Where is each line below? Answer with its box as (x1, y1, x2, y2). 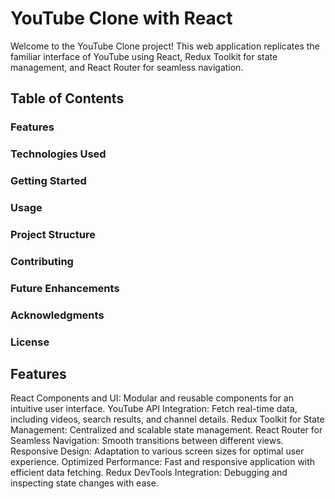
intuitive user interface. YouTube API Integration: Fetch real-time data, (10, 403, 298, 415)
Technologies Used (10, 147, 107, 161)
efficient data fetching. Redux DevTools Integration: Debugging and (10, 467, 288, 479)
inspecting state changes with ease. (10, 477, 159, 489)
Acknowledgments (10, 308, 105, 322)
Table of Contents (10, 90, 125, 107)
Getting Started (10, 174, 87, 188)
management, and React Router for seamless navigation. (10, 61, 244, 73)
